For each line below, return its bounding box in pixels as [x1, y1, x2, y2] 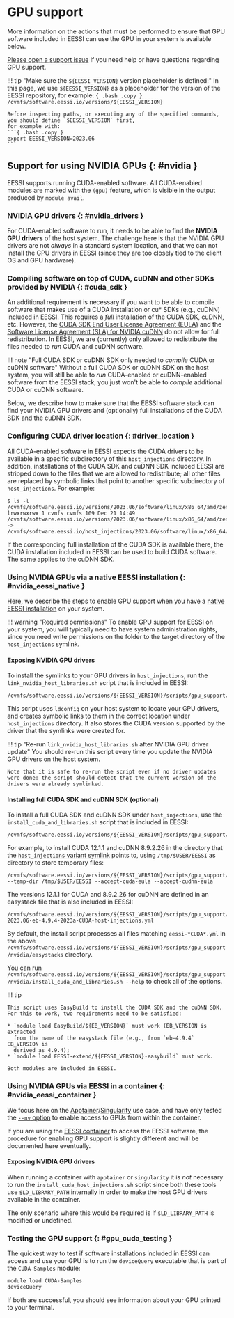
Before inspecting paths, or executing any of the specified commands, [7, 111, 219, 118]
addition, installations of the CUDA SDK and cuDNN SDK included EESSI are [7, 462, 225, 470]
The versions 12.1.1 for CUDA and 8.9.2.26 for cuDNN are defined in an [7, 891, 209, 899]
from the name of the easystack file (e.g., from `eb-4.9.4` [13, 1035, 195, 1042]
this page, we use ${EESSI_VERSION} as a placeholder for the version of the [7, 84, 221, 92]
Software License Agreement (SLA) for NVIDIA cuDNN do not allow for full [7, 328, 221, 336]
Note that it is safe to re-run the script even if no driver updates [7, 769, 217, 776]
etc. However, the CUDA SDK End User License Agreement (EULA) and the [7, 320, 222, 329]
